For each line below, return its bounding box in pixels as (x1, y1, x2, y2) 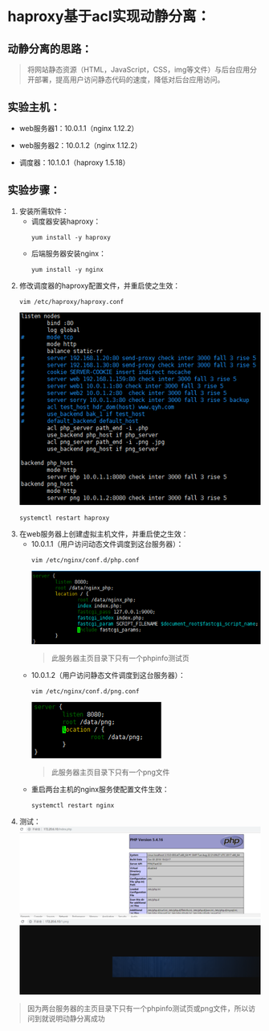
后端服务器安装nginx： (31, 249, 106, 258)
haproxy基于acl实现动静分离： (7, 7, 211, 26)
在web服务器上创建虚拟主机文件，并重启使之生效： (18, 529, 189, 539)
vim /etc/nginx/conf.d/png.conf (31, 688, 140, 696)
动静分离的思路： (7, 42, 92, 55)
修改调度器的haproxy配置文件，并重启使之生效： (18, 281, 181, 290)
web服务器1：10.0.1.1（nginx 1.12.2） (18, 123, 139, 133)
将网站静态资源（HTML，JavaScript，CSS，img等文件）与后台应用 (26, 65, 251, 74)
